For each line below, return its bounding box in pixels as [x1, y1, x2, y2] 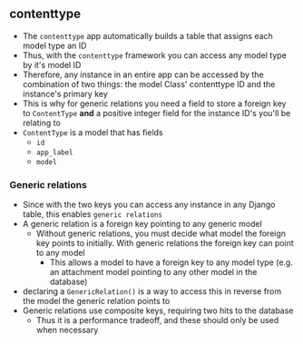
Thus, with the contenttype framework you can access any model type [22, 49, 288, 61]
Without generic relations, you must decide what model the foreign [35, 228, 287, 239]
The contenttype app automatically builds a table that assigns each [22, 30, 274, 41]
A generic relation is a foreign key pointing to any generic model [22, 219, 263, 230]
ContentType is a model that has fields [22, 126, 163, 138]
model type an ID [22, 40, 87, 51]
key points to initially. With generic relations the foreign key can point [35, 238, 295, 249]
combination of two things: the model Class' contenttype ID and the [22, 78, 276, 89]
